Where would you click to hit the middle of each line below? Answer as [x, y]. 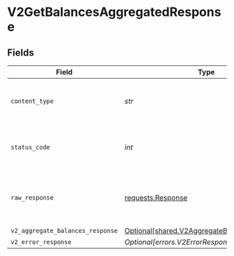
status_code [31, 147]
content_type [32, 101]
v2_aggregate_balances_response [64, 231]
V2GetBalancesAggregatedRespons [114, 12]
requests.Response [156, 198]
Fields [21, 53]
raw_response [32, 198]
